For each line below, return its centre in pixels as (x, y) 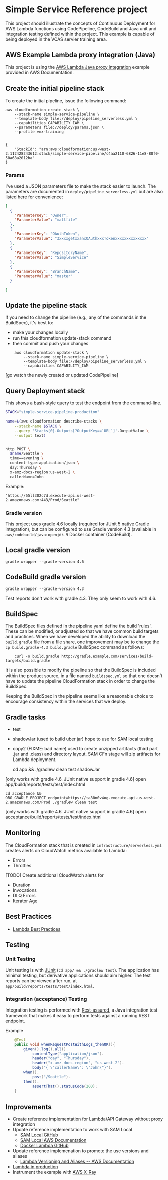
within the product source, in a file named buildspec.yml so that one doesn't (84, 676)
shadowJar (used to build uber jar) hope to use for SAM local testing (83, 739)
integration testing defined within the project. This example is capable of (80, 34)
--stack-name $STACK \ (38, 426)
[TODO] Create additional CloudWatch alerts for (55, 875)
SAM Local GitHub (39, 1135)
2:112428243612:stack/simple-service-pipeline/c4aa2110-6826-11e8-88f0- (83, 154)
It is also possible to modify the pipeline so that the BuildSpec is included (81, 670)
